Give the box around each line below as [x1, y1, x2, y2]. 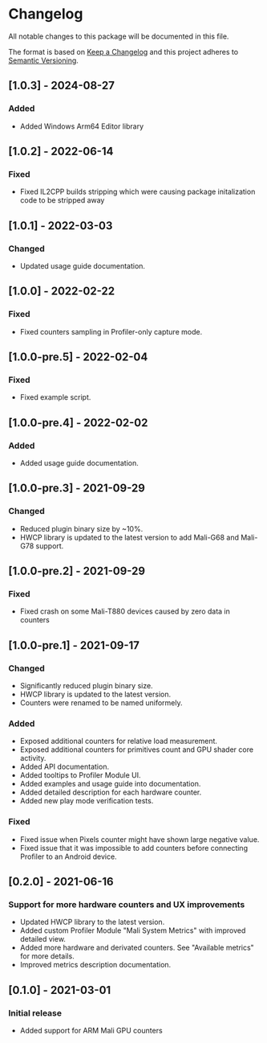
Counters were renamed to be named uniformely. [19, 698, 183, 708]
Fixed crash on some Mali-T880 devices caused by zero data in [19, 606, 231, 616]
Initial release [8, 1007, 63, 1018]
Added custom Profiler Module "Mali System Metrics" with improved [19, 926, 246, 935]
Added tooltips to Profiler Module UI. [19, 770, 142, 780]
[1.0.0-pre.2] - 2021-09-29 [8, 565, 146, 578]
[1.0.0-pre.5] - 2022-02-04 [8, 351, 148, 364]
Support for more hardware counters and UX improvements [8, 899, 245, 910]
